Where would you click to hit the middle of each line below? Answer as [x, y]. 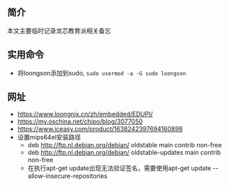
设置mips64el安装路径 [49, 137]
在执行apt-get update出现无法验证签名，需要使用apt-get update [119, 168]
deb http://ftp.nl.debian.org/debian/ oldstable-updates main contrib [124, 153]
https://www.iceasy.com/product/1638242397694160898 [100, 129]
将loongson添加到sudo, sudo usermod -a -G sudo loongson [102, 73]
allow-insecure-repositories [68, 176]
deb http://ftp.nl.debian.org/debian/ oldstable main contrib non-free [125, 145]
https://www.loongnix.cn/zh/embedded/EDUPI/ [85, 114]
